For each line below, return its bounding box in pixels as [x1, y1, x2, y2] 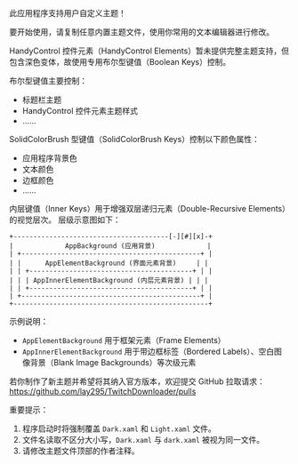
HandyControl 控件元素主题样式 [21, 106, 139, 116]
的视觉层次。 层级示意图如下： [9, 214, 121, 225]
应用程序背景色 [21, 153, 77, 163]
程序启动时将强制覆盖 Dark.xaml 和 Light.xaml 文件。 [21, 423, 216, 434]
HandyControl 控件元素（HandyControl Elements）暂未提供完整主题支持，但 [9, 45, 290, 56]
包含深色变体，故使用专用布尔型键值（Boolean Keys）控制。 [9, 57, 231, 67]
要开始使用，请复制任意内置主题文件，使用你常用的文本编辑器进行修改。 [9, 27, 274, 37]
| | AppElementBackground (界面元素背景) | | [9, 259, 209, 268]
